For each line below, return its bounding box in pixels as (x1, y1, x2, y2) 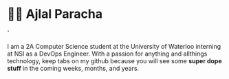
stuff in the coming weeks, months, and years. (7, 64, 140, 72)
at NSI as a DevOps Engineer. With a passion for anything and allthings (7, 49, 208, 58)
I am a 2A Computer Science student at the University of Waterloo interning (7, 42, 221, 50)
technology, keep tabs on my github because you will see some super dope (7, 56, 222, 65)
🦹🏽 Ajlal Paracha (7, 6, 103, 22)
